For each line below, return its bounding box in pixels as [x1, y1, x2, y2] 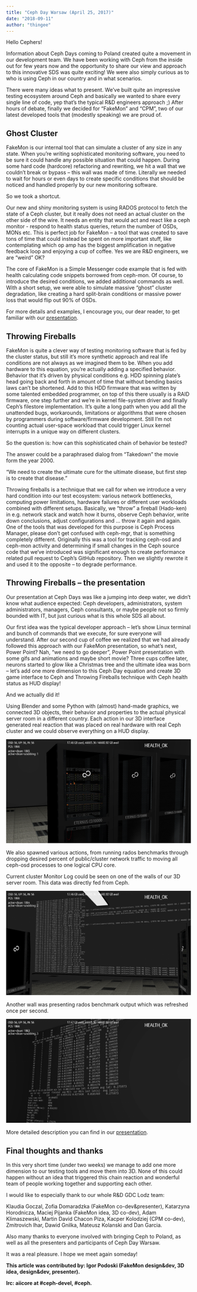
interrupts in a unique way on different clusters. [6, 428, 121, 435]
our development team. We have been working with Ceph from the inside [6, 56, 183, 63]
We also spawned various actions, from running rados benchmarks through [6, 849, 189, 856]
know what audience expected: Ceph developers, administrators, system [6, 600, 182, 607]
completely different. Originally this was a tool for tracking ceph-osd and [6, 536, 182, 543]
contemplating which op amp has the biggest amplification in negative [6, 241, 176, 249]
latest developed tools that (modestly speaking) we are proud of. [6, 112, 162, 119]
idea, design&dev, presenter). [6, 1269, 80, 1276]
